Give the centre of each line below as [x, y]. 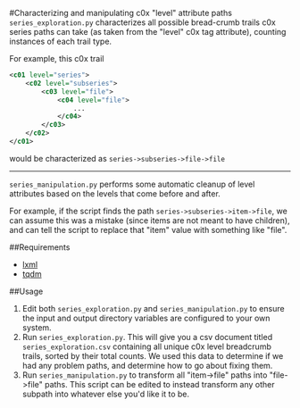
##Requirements [40, 247]
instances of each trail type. [61, 41]
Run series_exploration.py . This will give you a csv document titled [147, 337]
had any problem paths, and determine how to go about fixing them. [147, 365]
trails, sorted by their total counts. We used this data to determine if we [153, 355]
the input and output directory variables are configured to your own [146, 318]
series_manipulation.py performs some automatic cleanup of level [132, 184]
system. [37, 327]
